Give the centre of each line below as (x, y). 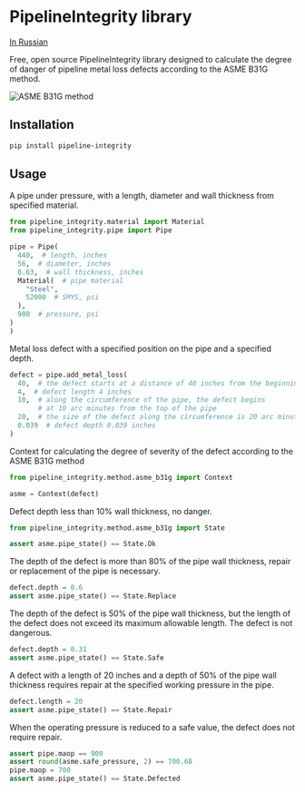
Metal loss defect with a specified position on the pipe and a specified (141, 348)
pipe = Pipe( (34, 247)
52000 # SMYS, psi (63, 298)
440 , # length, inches (62, 256)
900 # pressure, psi (59, 315)
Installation (42, 125)
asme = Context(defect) (54, 494)
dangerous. (31, 633)
